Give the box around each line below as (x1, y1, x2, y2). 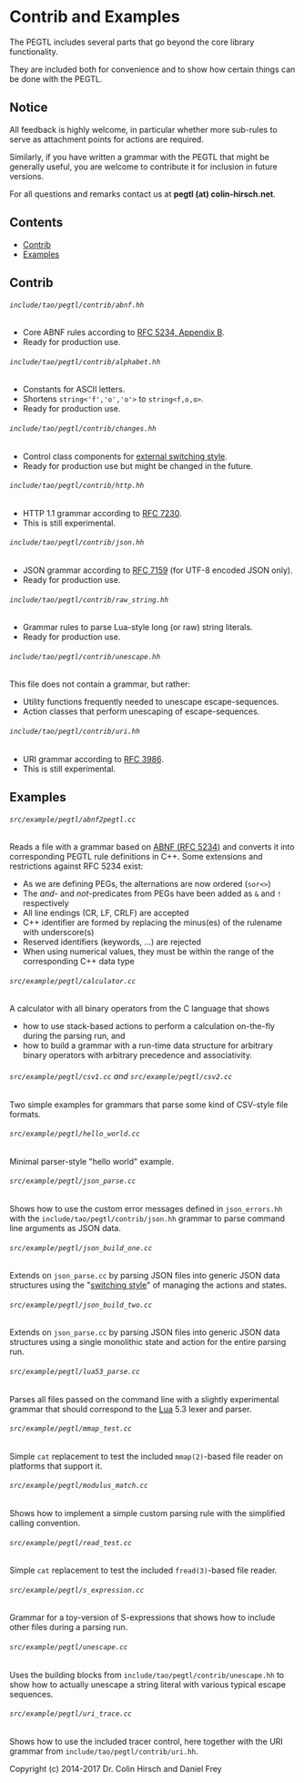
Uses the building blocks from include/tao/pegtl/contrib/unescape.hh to (9, 1669, 285, 1680)
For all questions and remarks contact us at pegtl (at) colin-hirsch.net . (9, 188, 276, 199)
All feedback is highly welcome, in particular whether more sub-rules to (9, 124, 278, 135)
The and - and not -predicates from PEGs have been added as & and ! (22, 888, 282, 899)
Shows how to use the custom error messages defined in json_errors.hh (9, 1203, 283, 1214)
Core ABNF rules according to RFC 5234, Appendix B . (22, 327, 225, 338)
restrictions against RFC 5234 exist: (9, 861, 144, 871)
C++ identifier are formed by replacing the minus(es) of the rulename (22, 917, 282, 928)
